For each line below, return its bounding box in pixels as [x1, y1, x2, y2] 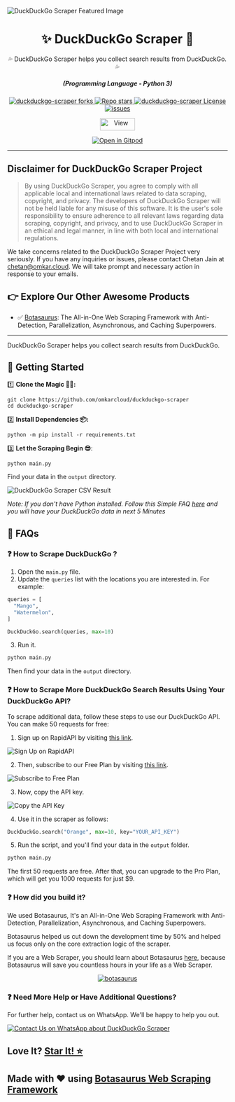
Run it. [17, 641, 36, 649]
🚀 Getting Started [7, 361, 85, 373]
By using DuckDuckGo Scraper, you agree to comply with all [24, 181, 199, 190]
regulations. [24, 233, 59, 242]
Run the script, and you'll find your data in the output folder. [17, 841, 190, 849]
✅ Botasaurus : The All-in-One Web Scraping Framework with [17, 312, 194, 322]
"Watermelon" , [13, 609, 55, 616]
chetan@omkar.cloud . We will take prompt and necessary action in [7, 262, 200, 270]
